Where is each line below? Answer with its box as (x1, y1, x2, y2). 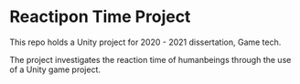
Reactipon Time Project (9, 6, 191, 27)
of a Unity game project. (9, 64, 102, 75)
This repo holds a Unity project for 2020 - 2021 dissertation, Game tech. (9, 37, 282, 47)
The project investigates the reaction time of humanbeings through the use (9, 54, 292, 65)
